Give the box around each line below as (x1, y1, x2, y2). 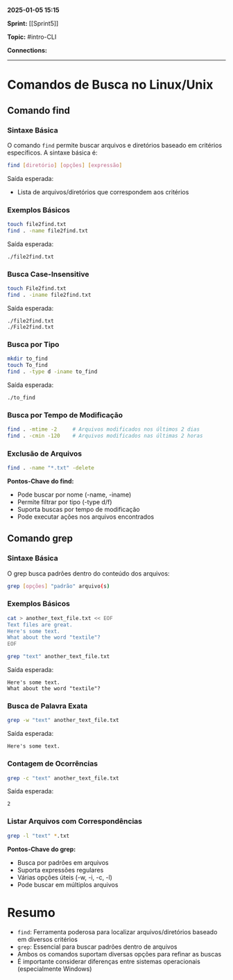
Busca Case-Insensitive (7, 269, 89, 279)
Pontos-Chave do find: (7, 476, 74, 485)
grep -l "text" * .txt (7, 832, 70, 839)
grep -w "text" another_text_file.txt (7, 717, 119, 724)
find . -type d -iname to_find (7, 368, 98, 375)
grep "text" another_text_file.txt (7, 653, 110, 660)
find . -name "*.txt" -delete (7, 465, 95, 472)
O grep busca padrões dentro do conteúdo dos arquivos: (7, 569, 170, 578)
